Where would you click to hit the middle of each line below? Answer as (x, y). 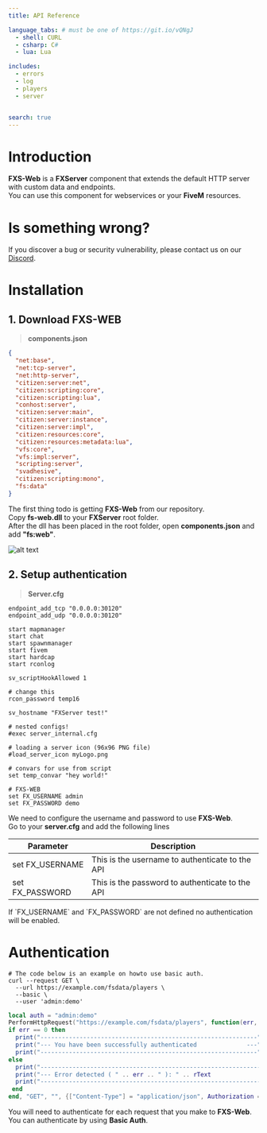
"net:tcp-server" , (46, 368)
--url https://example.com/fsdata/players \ (90, 987)
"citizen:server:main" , (54, 413)
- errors (30, 74)
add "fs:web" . (32, 534)
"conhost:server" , (46, 405)
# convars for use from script (60, 768)
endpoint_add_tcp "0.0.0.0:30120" (66, 608)
